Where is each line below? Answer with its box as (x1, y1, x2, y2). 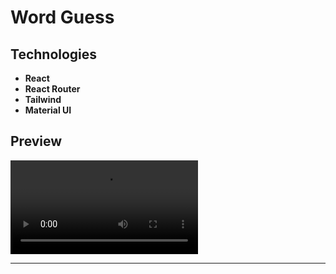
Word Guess (10, 6, 115, 29)
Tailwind (24, 94, 62, 105)
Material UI (24, 104, 72, 116)
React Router (24, 83, 81, 95)
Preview (10, 133, 63, 150)
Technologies (10, 46, 98, 63)
